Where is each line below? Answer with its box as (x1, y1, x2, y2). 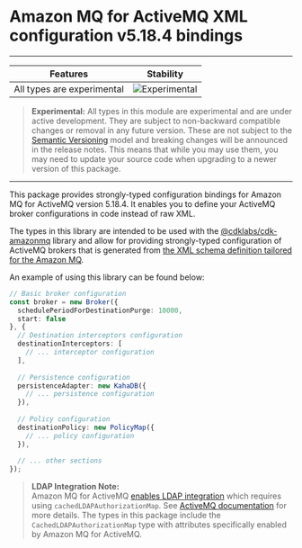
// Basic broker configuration (9, 289, 127, 298)
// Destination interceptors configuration (17, 331, 182, 340)
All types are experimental (13, 83, 124, 95)
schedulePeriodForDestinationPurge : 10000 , (17, 306, 182, 315)
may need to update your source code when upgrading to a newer (31, 153, 277, 164)
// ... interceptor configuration (25, 348, 155, 357)
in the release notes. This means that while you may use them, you (31, 144, 279, 155)
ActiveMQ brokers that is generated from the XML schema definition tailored (9, 245, 292, 256)
